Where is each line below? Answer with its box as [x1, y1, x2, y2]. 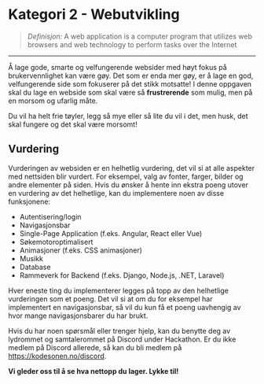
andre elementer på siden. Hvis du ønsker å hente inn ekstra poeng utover [8, 179, 249, 190]
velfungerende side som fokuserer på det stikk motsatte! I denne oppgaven [8, 79, 252, 88]
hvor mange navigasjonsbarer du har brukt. [8, 311, 148, 320]
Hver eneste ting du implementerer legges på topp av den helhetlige [8, 286, 229, 295]
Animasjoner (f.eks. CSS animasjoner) [19, 246, 143, 255]
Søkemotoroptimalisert [19, 237, 93, 246]
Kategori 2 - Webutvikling [8, 6, 180, 24]
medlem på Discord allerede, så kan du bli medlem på [8, 342, 182, 352]
